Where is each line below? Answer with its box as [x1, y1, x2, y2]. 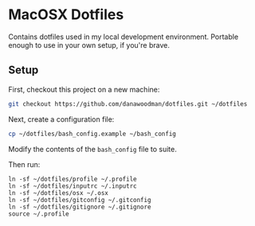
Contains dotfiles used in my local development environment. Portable [8, 32, 239, 41]
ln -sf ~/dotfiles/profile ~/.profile [8, 175, 137, 183]
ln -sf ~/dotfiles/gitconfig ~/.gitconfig [8, 196, 151, 204]
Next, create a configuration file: [8, 114, 115, 124]
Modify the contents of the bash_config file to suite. [8, 144, 177, 154]
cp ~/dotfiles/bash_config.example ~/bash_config [8, 130, 177, 138]
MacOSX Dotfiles [8, 6, 124, 24]
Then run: [8, 159, 41, 169]
